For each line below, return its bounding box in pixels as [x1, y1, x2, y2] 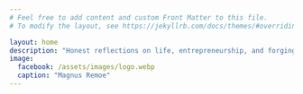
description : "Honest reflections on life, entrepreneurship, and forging [9, 46, 297, 55]
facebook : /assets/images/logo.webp [17, 63, 155, 72]
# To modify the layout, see [9, 21, 119, 30]
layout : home [9, 38, 59, 47]
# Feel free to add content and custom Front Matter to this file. [9, 13, 269, 22]
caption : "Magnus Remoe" [17, 71, 111, 81]
